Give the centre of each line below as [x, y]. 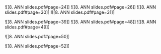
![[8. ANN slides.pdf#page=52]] [37, 46]
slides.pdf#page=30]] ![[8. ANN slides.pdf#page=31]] [60, 12]
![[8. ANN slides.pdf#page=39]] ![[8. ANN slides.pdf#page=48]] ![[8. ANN [80, 22]
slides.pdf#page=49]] [27, 27]
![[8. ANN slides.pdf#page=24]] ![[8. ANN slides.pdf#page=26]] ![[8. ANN [80, 7]
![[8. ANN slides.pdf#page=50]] [37, 37]
